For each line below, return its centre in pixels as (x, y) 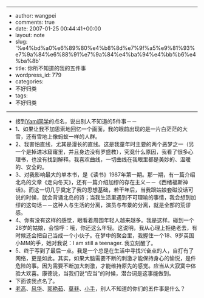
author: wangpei (36, 16)
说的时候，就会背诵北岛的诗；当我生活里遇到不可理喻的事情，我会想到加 (105, 197)
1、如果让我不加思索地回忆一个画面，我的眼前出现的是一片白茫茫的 (99, 129)
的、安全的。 (31, 167)
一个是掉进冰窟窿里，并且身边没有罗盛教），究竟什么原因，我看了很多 (101, 152)
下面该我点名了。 (36, 281)
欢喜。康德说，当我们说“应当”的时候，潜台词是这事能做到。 (100, 273)
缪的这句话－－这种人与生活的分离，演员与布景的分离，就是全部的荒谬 (103, 205)
